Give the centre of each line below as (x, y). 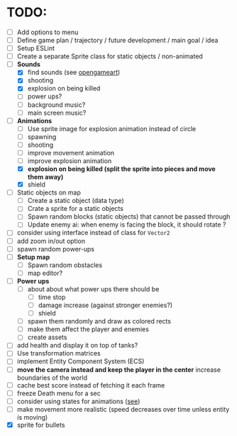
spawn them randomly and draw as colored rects (99, 321)
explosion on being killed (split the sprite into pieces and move (121, 169)
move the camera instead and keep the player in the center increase (119, 369)
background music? (56, 105)
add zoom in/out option (51, 241)
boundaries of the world (52, 378)
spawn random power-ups (56, 249)
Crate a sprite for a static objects (75, 209)
